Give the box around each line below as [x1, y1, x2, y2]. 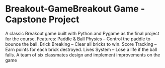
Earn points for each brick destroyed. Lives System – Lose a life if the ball [5, 46, 157, 52]
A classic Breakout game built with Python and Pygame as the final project [5, 30, 159, 36]
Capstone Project [5, 14, 79, 25]
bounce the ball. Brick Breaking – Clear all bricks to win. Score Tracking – [5, 41, 157, 47]
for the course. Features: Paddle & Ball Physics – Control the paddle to [5, 36, 151, 42]
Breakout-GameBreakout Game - [5, 3, 145, 15]
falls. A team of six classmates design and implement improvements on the [5, 51, 160, 58]
